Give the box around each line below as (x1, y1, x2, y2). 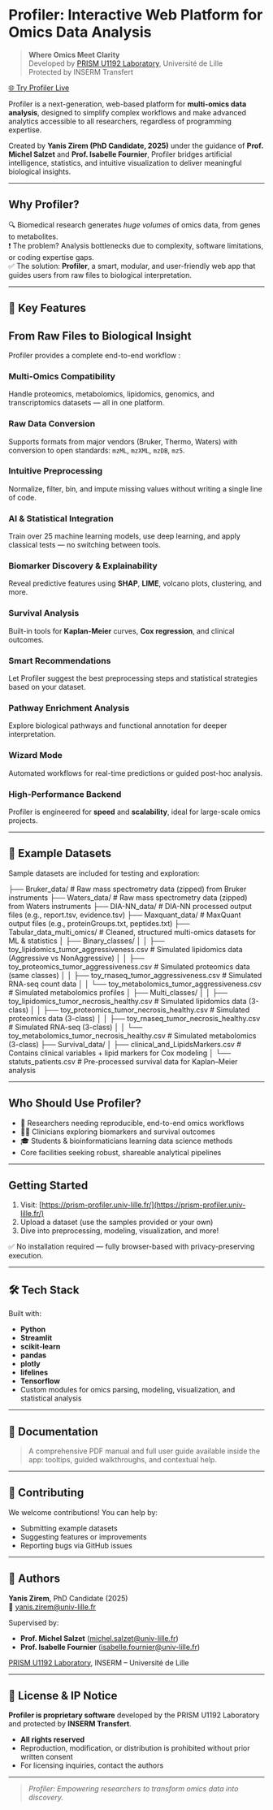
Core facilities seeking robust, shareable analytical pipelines (19, 1147, 222, 1157)
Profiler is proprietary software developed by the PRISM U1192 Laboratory (8, 1710, 260, 1720)
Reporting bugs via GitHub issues (19, 1540, 132, 1550)
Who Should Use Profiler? (8, 1097, 142, 1111)
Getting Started (8, 1178, 89, 1192)
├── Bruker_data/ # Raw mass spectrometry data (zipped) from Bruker (8, 884, 247, 894)
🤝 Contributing (8, 1486, 84, 1500)
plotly (19, 1359, 41, 1369)
